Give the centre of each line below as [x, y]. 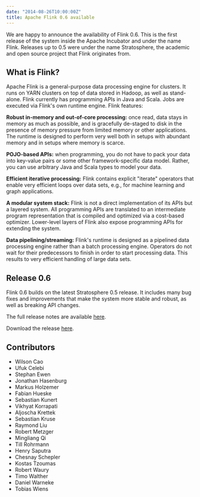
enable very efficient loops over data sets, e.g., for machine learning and [96, 185]
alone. [14, 99]
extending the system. [33, 229]
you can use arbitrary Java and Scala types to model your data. [84, 167]
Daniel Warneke [34, 482]
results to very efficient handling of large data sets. [69, 259]
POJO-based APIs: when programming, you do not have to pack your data [98, 154]
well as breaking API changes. [43, 305]
